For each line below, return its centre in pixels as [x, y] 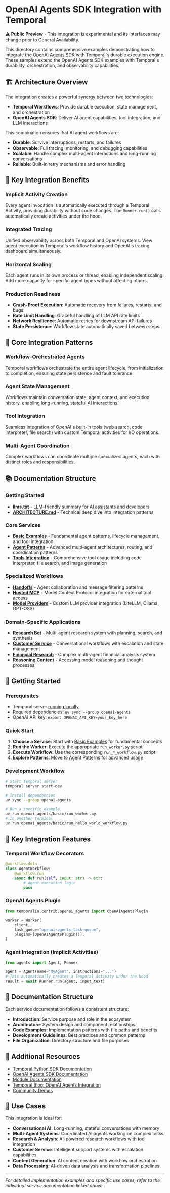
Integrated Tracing [29, 229]
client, [22, 925]
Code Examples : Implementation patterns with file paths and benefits [85, 1030]
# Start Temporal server [31, 781]
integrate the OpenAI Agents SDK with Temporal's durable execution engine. [85, 55]
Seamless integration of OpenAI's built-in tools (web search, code [74, 427]
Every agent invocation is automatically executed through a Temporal [77, 205]
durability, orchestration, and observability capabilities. [62, 65]
